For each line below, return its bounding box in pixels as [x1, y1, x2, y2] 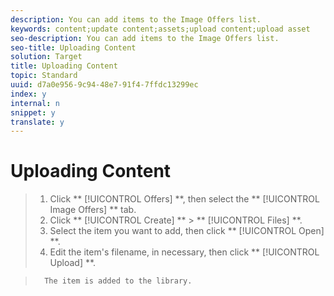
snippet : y [10, 107, 56, 118]
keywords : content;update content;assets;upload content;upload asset [10, 24, 311, 34]
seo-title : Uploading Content [10, 42, 137, 53]
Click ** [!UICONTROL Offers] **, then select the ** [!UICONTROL [49, 193, 320, 205]
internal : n [10, 98, 60, 108]
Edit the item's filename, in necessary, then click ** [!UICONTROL [49, 246, 320, 258]
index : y [10, 89, 47, 99]
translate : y [10, 117, 65, 127]
